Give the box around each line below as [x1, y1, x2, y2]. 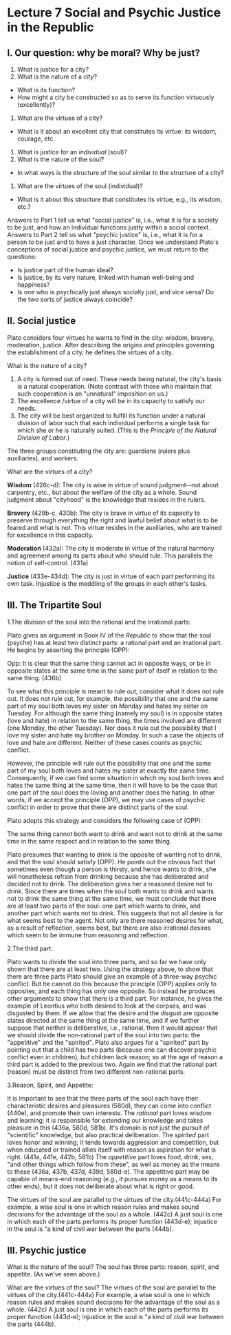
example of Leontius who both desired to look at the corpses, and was [7, 1001, 207, 1010]
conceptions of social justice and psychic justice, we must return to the [7, 245, 209, 253]
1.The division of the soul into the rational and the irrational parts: [7, 618, 191, 626]
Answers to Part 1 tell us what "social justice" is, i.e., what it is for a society [7, 216, 219, 224]
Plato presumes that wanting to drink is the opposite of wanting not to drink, [7, 850, 222, 859]
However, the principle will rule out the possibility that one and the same [7, 759, 212, 767]
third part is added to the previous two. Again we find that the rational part [7, 1060, 217, 1068]
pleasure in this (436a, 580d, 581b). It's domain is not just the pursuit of [7, 1123, 210, 1132]
